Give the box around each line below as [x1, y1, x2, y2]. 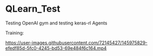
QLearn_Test [5, 3, 61, 15]
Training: [5, 30, 24, 36]
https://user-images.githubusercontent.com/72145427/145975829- [5, 39, 148, 46]
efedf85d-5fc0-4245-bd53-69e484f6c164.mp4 [5, 45, 107, 51]
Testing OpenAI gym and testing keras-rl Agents [5, 20, 108, 26]
